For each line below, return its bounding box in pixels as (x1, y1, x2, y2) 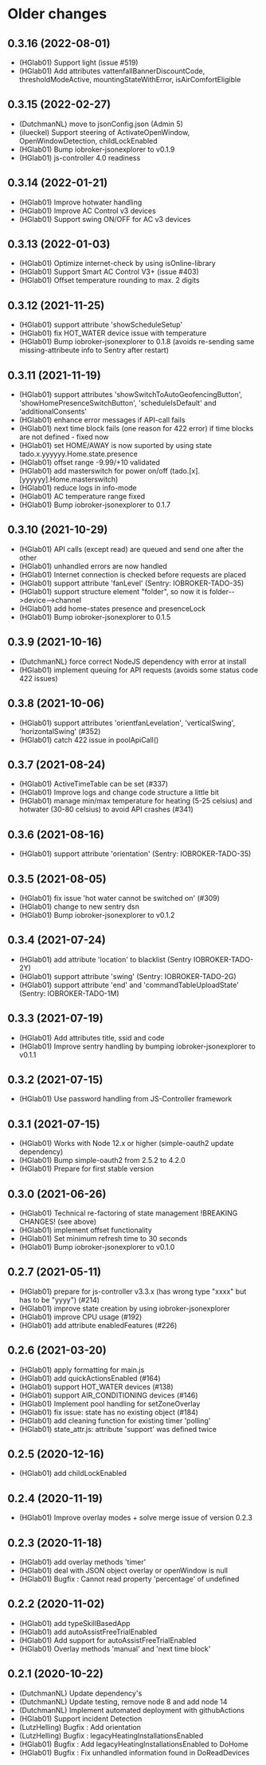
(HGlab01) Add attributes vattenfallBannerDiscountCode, (18, 66, 205, 76)
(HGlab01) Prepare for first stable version (18, 1164, 155, 1174)
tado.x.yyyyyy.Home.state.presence (18, 449, 139, 459)
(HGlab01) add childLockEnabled (18, 1469, 127, 1478)
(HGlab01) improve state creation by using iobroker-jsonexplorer (18, 1303, 230, 1313)
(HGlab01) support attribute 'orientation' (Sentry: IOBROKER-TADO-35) (18, 849, 252, 859)
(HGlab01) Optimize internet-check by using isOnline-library (18, 259, 216, 268)
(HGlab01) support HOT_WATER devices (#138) (18, 1382, 174, 1391)
